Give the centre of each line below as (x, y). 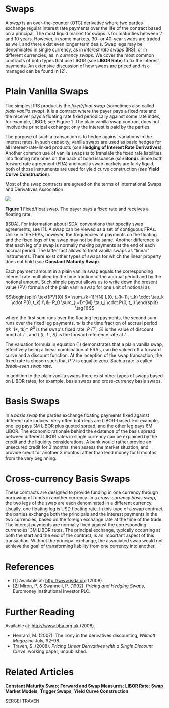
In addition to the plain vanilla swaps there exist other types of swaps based (84, 375)
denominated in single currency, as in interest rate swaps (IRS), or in (76, 49)
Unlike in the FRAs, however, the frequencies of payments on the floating (81, 234)
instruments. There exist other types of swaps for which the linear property (83, 256)
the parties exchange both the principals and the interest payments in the (81, 514)
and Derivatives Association (34, 189)
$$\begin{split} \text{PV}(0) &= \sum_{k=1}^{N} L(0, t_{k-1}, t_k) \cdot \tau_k (85, 297)
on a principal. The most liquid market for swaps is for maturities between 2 (84, 33)
